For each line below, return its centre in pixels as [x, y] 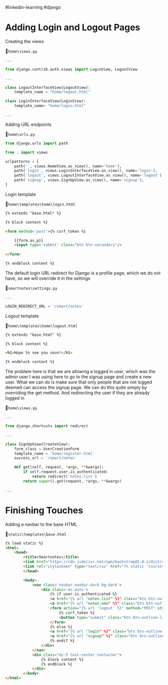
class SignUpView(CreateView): [38, 444]
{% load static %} [24, 543]
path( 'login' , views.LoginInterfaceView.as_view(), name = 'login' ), [86, 171]
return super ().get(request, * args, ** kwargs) [72, 481]
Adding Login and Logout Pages [73, 28]
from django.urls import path [37, 143]
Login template [20, 194]
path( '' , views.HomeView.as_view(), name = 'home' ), [68, 166]
